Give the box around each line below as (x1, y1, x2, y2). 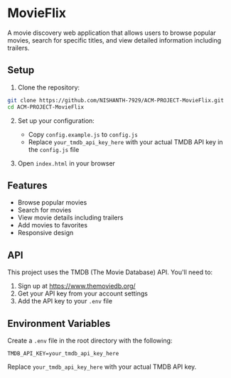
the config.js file (28, 145, 80, 153)
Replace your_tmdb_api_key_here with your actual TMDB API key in (28, 137, 223, 146)
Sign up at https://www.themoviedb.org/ (17, 282, 136, 291)
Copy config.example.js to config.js (28, 130, 139, 139)
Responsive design (17, 229, 74, 237)
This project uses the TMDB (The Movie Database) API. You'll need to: (7, 268, 213, 276)
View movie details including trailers (17, 213, 124, 222)
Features (7, 179, 48, 191)
